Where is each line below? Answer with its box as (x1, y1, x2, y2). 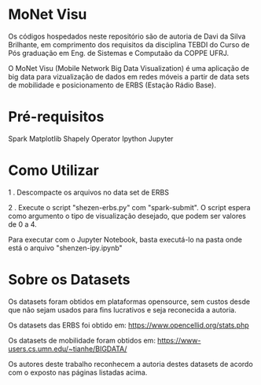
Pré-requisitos (8, 108, 105, 126)
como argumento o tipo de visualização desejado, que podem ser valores (8, 211, 246, 220)
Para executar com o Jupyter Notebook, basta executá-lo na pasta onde (8, 235, 242, 244)
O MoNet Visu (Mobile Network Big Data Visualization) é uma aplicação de (8, 63, 250, 72)
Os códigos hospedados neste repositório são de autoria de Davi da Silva (8, 31, 246, 41)
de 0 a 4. (8, 219, 37, 229)
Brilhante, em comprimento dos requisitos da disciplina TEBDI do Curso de (8, 39, 250, 49)
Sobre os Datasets (8, 271, 130, 288)
